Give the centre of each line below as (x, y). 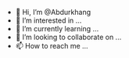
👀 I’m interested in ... (48, 20)
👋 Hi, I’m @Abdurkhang (53, 12)
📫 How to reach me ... (52, 46)
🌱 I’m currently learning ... (57, 29)
